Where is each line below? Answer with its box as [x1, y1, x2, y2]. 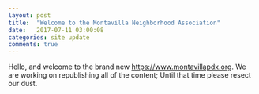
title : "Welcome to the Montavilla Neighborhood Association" [8, 19, 221, 27]
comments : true [8, 41, 58, 49]
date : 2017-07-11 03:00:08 [8, 26, 104, 34]
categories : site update [8, 33, 90, 42]
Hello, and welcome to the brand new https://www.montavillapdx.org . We [8, 62, 246, 71]
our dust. [8, 79, 38, 89]
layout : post [8, 11, 51, 20]
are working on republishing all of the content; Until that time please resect [8, 70, 251, 80]
